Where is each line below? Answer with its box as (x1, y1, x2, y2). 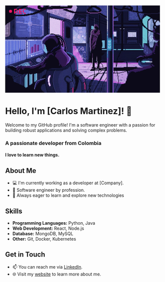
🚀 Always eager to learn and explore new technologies (12, 192, 124, 198)
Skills (5, 207, 22, 215)
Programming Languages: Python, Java (12, 220, 95, 226)
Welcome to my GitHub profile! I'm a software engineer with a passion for (5, 122, 156, 128)
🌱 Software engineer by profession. (12, 187, 85, 193)
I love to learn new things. (5, 152, 60, 158)
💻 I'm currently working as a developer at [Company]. (12, 180, 124, 186)
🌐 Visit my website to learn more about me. (12, 271, 101, 277)
